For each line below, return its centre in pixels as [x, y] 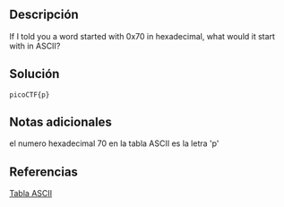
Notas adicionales [60, 122]
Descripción [44, 15]
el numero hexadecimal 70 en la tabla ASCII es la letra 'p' [114, 143]
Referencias [44, 172]
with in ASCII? [35, 46]
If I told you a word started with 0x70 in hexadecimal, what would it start [142, 36]
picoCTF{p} [30, 95]
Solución [34, 74]
